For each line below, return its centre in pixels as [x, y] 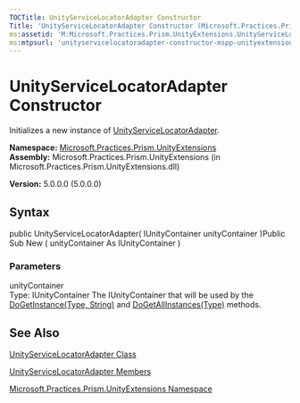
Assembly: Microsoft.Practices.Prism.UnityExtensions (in [115, 157]
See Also [34, 333]
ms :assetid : [31, 34]
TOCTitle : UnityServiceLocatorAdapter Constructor [105, 17]
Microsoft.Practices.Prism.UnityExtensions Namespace [111, 389]
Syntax [29, 212]
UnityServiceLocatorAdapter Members [80, 372]
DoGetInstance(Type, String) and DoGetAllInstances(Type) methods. [135, 305]
